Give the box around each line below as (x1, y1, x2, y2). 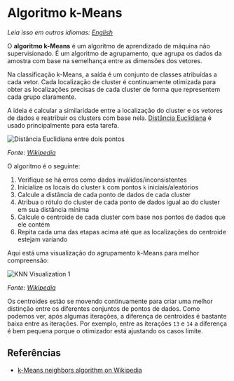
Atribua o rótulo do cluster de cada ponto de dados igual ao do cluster (17, 198, 221, 206)
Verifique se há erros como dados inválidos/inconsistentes (17, 175, 187, 184)
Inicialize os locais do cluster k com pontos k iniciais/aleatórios (17, 182, 199, 191)
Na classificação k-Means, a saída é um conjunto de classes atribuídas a (7, 70, 217, 79)
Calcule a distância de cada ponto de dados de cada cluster (17, 190, 191, 199)
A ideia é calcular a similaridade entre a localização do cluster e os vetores (7, 106, 223, 114)
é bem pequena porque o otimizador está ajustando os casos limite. (7, 326, 203, 335)
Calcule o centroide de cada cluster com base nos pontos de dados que (17, 213, 226, 221)
